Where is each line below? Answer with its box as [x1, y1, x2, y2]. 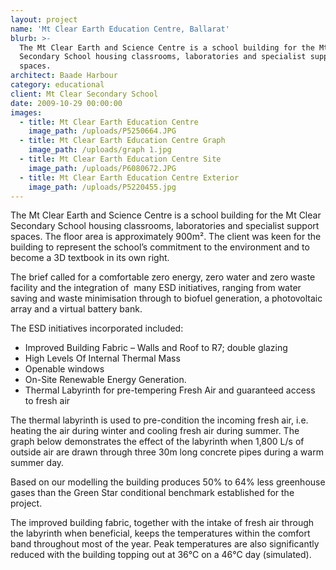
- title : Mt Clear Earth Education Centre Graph [19, 136, 226, 146]
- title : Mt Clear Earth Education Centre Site [19, 154, 222, 164]
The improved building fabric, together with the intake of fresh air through [10, 517, 315, 529]
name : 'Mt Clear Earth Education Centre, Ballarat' [10, 24, 230, 34]
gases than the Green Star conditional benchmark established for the [10, 487, 295, 499]
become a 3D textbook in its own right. [10, 252, 170, 264]
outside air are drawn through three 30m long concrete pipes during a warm [10, 446, 324, 458]
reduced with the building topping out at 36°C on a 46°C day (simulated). [10, 549, 312, 561]
